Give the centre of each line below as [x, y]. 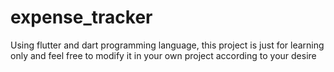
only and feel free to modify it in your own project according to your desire [163, 55]
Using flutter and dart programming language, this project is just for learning [167, 45]
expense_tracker [81, 17]
